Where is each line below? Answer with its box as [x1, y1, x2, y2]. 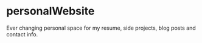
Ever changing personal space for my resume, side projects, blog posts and [6, 24, 196, 31]
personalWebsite [6, 4, 95, 18]
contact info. [6, 30, 38, 38]
